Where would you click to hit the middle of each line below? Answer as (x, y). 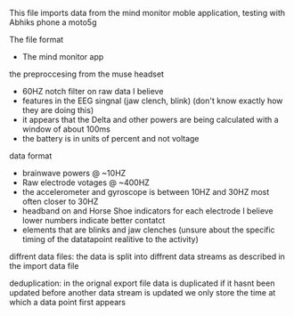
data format (31, 156)
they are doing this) (58, 110)
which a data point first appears (68, 302)
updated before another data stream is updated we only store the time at (143, 292)
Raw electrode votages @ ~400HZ (86, 182)
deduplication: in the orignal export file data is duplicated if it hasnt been (142, 283)
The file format (37, 40)
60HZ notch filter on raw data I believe (93, 91)
